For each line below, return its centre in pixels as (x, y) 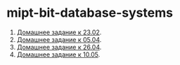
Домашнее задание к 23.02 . (59, 32)
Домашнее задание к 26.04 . (59, 47)
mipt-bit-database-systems (90, 13)
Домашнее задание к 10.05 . (58, 55)
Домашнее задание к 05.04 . (59, 39)
